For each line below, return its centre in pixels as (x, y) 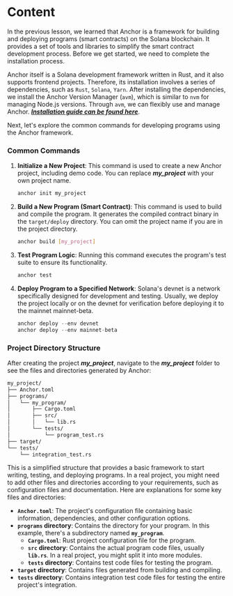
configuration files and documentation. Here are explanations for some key (114, 490)
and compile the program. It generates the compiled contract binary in (118, 214)
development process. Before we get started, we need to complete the (109, 54)
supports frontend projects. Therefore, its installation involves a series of (111, 82)
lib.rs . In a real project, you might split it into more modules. (115, 556)
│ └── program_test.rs (56, 435)
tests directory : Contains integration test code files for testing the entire (121, 578)
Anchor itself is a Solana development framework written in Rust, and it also (115, 75)
